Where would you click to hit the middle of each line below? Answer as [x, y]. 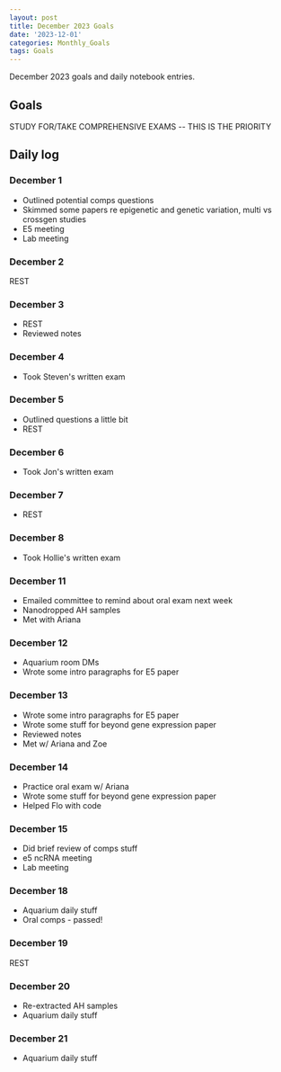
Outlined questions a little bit [75, 419]
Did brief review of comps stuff [80, 849]
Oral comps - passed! [62, 920]
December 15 [39, 828]
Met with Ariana [52, 620]
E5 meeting [43, 228]
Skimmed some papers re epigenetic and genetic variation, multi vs [147, 210]
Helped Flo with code [61, 805]
